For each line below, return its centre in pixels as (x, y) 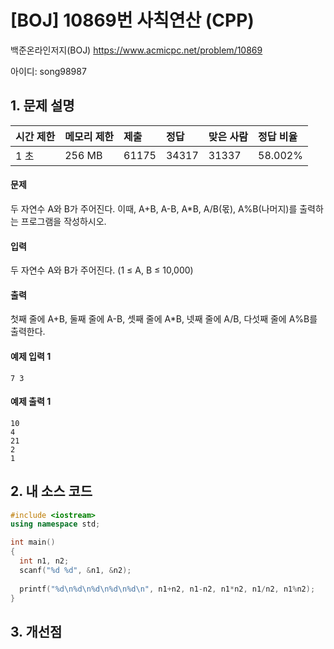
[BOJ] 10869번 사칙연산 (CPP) (132, 20)
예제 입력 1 (31, 356)
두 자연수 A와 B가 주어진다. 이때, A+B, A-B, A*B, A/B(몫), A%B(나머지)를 (154, 208)
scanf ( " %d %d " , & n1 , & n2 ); (75, 570)
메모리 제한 (89, 136)
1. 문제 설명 (42, 106)
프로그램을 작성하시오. (63, 221)
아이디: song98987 (48, 71)
